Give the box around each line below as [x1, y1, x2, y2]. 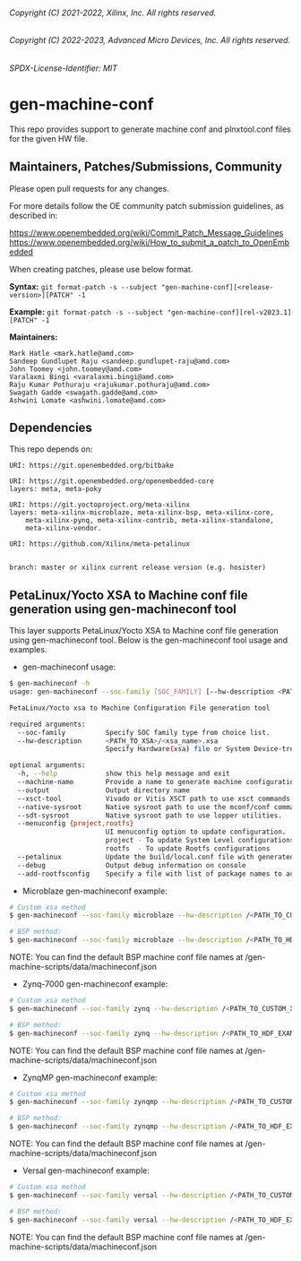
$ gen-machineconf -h [9, 679, 90, 688]
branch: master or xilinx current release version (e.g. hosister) [9, 563, 267, 573]
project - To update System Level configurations [105, 836, 295, 845]
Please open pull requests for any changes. [9, 183, 169, 194]
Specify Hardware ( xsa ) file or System [105, 745, 251, 754]
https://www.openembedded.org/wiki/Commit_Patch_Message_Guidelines [9, 227, 284, 238]
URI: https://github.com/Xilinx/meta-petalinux [9, 540, 191, 548]
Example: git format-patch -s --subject [9, 306, 164, 317]
